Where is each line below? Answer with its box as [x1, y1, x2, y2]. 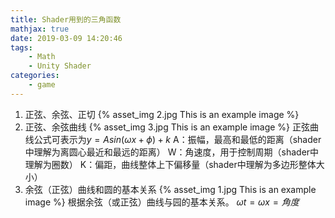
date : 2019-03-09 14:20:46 [10, 33, 123, 43]
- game [28, 80, 56, 90]
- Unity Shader [28, 61, 92, 71]
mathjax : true [10, 24, 70, 34]
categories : [10, 71, 60, 81]
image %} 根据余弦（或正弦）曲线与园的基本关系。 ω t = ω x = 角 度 [24, 196, 300, 208]
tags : [10, 42, 33, 53]
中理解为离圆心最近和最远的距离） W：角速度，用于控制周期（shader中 [24, 146, 320, 158]
